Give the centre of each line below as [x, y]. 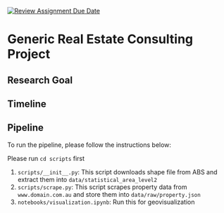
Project [29, 54]
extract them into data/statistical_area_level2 [87, 179]
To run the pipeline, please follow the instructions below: [89, 145]
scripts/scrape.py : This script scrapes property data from [102, 187]
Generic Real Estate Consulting [100, 39]
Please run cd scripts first [46, 158]
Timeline [27, 104]
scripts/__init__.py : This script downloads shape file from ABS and [117, 172]
